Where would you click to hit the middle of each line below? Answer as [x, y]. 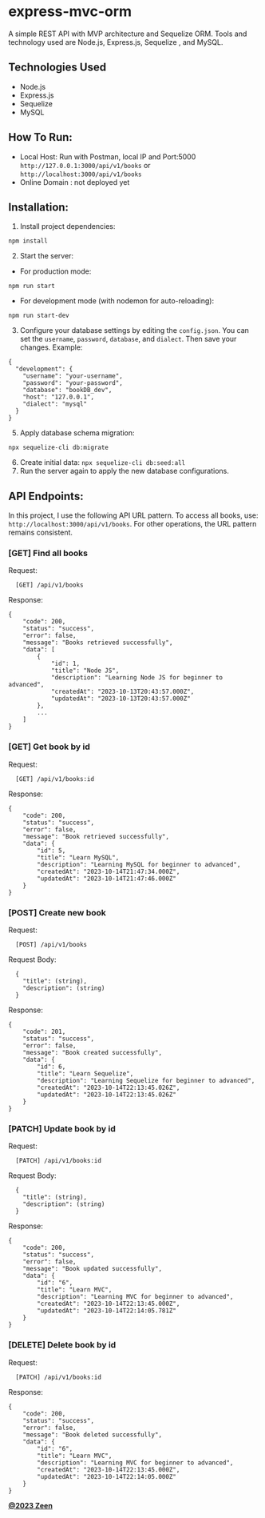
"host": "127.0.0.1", [58, 397]
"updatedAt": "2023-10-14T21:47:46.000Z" [107, 879]
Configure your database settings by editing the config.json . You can [134, 330]
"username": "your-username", [73, 376]
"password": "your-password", [73, 383]
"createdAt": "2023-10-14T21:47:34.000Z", [109, 871]
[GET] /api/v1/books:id [55, 779]
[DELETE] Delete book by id [62, 1345]
